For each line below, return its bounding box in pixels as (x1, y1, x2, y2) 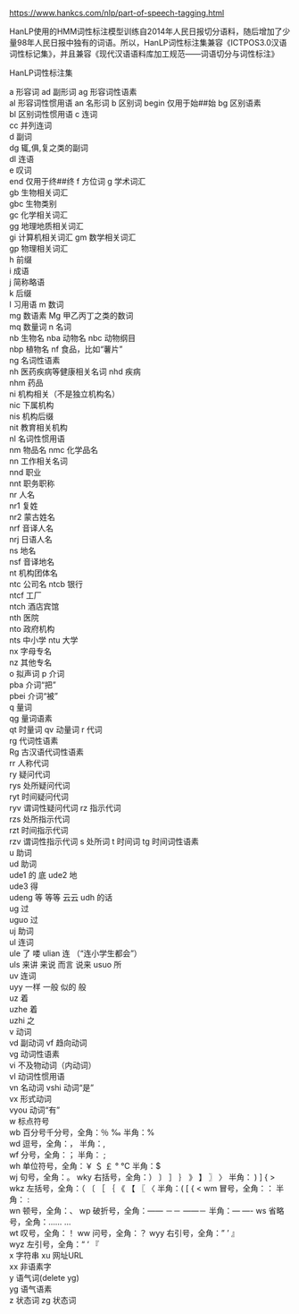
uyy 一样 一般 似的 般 (9, 982, 87, 992)
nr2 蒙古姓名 (9, 512, 56, 522)
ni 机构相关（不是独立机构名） (9, 388, 120, 399)
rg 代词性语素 (9, 736, 59, 746)
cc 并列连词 (9, 120, 52, 131)
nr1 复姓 (9, 500, 38, 511)
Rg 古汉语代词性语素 (9, 747, 85, 757)
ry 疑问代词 (9, 769, 51, 780)
